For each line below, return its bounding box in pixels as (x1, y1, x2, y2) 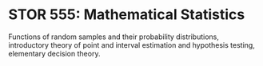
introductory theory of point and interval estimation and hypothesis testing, (8, 40, 256, 49)
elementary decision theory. (8, 49, 101, 58)
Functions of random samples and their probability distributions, (8, 32, 220, 41)
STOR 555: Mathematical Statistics (8, 6, 245, 24)
